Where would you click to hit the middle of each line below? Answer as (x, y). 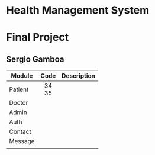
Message (22, 141)
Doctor (19, 103)
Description (79, 76)
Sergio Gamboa (35, 59)
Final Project (38, 38)
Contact (20, 132)
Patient (19, 89)
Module (22, 76)
